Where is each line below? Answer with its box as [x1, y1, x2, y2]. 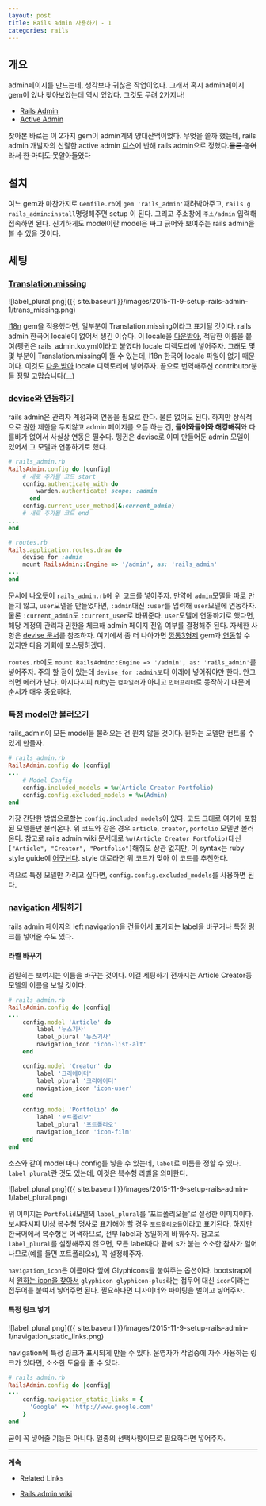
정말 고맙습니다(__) [16, 371, 75, 380]
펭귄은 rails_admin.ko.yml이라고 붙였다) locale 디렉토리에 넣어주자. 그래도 [17, 341, 247, 350]
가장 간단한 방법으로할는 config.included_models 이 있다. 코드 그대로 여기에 [8, 814, 243, 823]
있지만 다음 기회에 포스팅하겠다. [8, 640, 106, 649]
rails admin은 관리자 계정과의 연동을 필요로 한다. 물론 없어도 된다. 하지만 [8, 412, 231, 422]
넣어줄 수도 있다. [22, 931, 74, 941]
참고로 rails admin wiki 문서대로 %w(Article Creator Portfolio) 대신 [25, 834, 241, 843]
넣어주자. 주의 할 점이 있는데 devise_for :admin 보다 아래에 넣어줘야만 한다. [8, 667, 241, 676]
